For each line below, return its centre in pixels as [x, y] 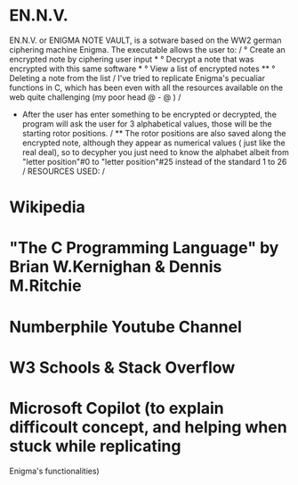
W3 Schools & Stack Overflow [122, 367]
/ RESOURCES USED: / [63, 171]
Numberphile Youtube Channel [126, 327]
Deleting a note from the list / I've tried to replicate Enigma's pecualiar [137, 78]
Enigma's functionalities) [54, 471]
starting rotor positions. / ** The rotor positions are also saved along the [154, 133]
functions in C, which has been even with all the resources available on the [146, 87]
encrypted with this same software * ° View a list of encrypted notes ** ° [142, 69]
